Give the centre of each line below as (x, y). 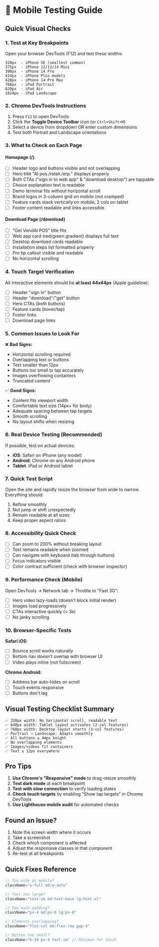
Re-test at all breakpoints (38, 853)
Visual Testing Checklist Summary (60, 709)
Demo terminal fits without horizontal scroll (56, 191)
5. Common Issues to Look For (42, 333)
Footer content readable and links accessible (58, 207)
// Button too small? (28, 935)
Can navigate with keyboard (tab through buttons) (64, 555)
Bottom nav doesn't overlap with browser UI (57, 657)
